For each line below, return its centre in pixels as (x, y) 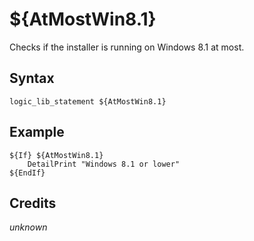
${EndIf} (27, 173)
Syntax (32, 78)
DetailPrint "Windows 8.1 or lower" (104, 164)
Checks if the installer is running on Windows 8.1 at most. (127, 47)
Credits (33, 203)
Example (37, 132)
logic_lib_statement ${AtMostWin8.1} (88, 101)
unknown (28, 227)
